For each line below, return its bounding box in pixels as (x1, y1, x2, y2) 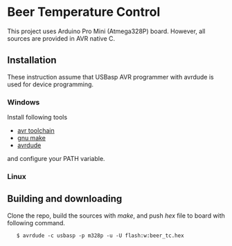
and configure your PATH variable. (7, 155, 105, 163)
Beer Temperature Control (7, 4, 161, 20)
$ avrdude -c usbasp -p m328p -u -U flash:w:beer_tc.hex (16, 232, 185, 239)
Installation (7, 55, 57, 66)
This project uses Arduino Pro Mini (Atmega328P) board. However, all (7, 27, 206, 35)
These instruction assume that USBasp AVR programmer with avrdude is (7, 73, 214, 81)
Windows (7, 97, 40, 107)
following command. (7, 218, 66, 227)
